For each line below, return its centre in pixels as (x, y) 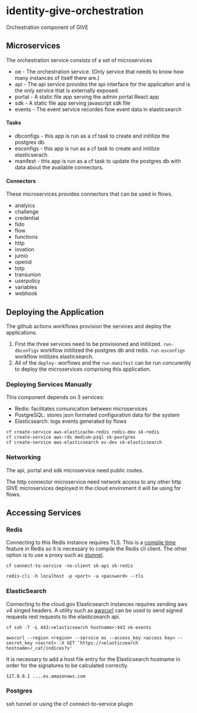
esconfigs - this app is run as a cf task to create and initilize (87, 148)
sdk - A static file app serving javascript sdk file (73, 103)
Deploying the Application (55, 312)
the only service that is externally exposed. (67, 90)
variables (26, 287)
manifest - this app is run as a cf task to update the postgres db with (98, 161)
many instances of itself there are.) (57, 77)
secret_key (19, 643)
